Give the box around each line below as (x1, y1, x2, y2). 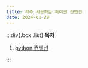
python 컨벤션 (14, 44, 49, 51)
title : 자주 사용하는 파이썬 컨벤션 (6, 8, 83, 15)
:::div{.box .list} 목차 (6, 31, 55, 39)
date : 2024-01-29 (6, 14, 50, 20)
